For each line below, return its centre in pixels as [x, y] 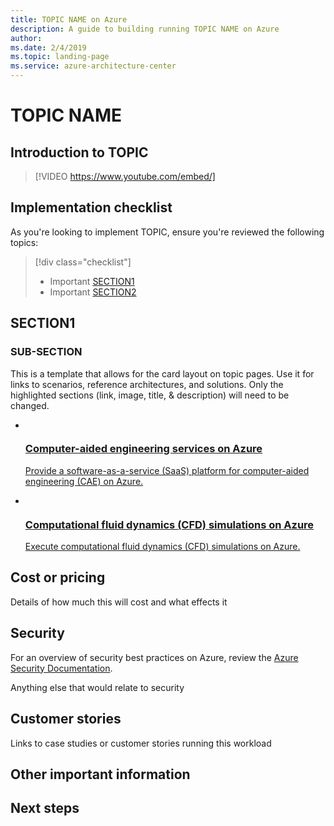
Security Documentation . [61, 668]
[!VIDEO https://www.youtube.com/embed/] [125, 176]
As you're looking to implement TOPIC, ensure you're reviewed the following [167, 232]
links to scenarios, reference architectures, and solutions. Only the [147, 384]
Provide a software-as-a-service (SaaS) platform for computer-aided [167, 470]
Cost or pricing [58, 577]
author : [26, 38]
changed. [30, 405]
